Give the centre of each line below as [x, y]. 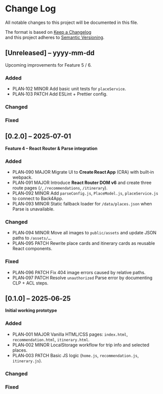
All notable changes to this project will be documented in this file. [72, 22]
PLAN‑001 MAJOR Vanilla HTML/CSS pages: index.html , [70, 334]
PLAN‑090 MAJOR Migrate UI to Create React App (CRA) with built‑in [83, 172]
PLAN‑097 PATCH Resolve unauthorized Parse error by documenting [82, 278]
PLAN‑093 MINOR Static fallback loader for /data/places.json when [82, 204]
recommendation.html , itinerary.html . [51, 339]
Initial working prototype [31, 310]
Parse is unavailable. [33, 209]
